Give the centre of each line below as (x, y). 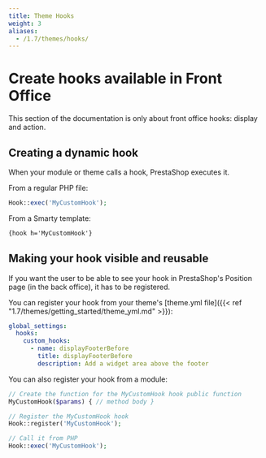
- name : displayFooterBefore (79, 349)
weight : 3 (25, 24)
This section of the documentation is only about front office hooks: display (133, 119)
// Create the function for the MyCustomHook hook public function (125, 394)
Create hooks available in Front (115, 79)
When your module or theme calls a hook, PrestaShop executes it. (119, 172)
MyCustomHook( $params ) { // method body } (81, 402)
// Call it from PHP (44, 439)
